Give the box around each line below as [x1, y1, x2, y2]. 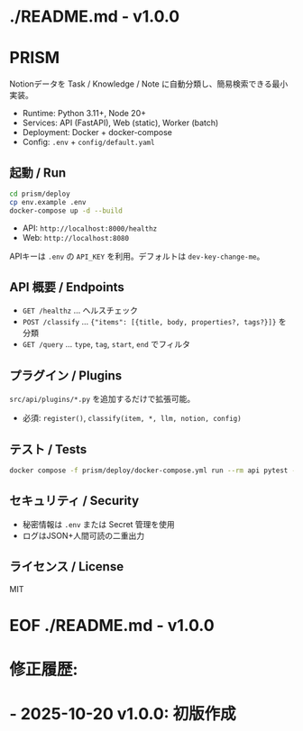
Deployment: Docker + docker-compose [22, 127, 173, 138]
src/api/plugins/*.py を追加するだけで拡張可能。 [9, 394, 196, 405]
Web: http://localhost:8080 [22, 232, 129, 242]
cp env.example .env [9, 197, 87, 206]
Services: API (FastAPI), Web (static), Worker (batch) [22, 117, 219, 128]
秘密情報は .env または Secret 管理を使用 [22, 518, 176, 529]
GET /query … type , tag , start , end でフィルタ [22, 339, 191, 350]
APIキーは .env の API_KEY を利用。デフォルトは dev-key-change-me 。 [9, 251, 265, 261]
